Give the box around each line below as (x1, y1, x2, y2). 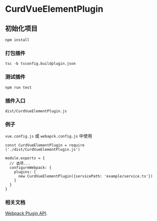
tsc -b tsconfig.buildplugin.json (5, 61, 76, 66)
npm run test (5, 85, 32, 90)
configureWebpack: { (9, 166, 52, 170)
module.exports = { (5, 156, 45, 161)
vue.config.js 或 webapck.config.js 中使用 (5, 133, 93, 139)
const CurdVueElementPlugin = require (5, 143, 85, 148)
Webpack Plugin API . (5, 210, 48, 217)
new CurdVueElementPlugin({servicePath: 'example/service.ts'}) (18, 174, 153, 179)
